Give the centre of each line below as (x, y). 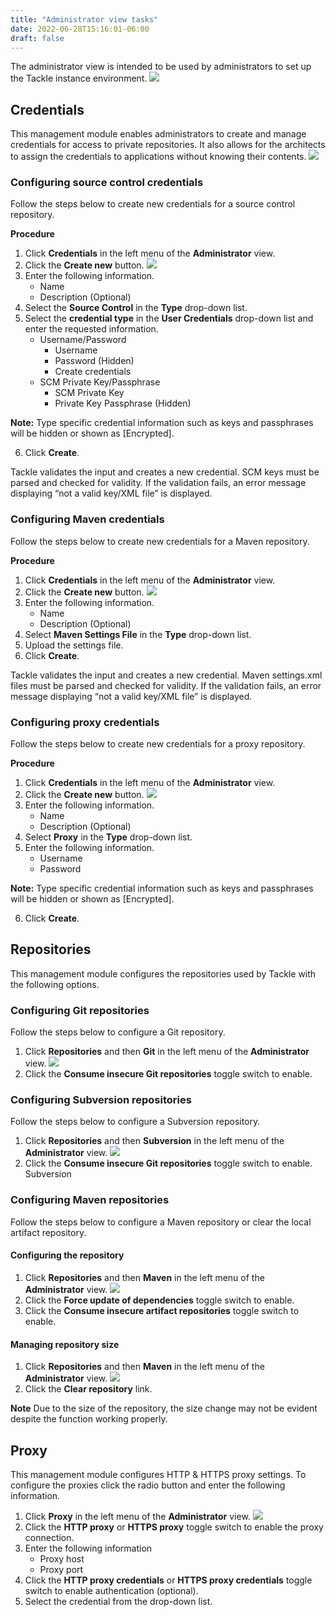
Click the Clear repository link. (88, 1389)
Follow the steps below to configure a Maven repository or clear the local (161, 1222)
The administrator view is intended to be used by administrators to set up (161, 67)
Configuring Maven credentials (87, 519)
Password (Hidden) (94, 361)
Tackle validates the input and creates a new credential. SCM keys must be (165, 472)
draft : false (37, 38)
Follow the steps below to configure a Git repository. (118, 1032)
